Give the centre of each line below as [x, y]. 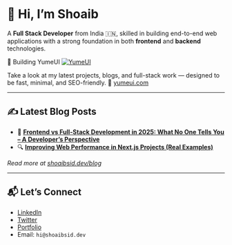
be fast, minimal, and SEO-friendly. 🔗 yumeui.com [78, 82]
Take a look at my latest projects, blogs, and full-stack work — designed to [113, 75]
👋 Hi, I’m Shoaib [53, 14]
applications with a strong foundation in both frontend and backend [104, 41]
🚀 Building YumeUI [33, 62]
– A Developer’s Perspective [58, 139]
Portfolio [29, 227]
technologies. [27, 48]
